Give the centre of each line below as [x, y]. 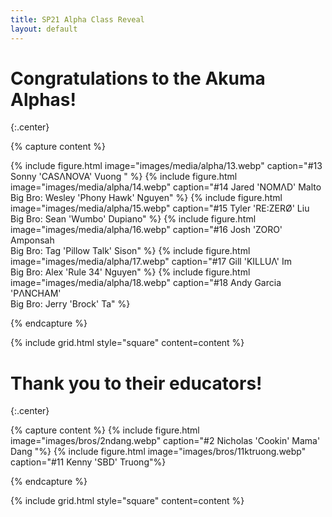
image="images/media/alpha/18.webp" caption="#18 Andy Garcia [146, 283]
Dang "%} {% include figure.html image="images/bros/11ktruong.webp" [158, 452]
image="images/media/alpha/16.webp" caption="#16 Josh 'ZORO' [146, 230]
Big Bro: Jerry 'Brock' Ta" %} [70, 304]
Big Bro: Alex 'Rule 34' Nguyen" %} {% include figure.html [130, 272]
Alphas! [43, 99]
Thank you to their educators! [136, 383]
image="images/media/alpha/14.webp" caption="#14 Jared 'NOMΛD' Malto [166, 187]
